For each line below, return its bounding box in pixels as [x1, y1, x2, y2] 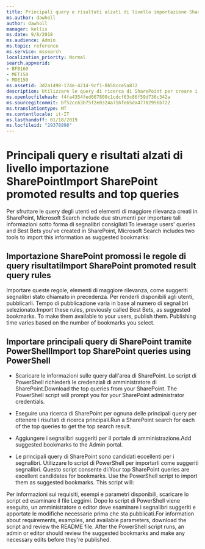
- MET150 [6, 71, 29, 77]
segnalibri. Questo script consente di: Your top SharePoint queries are [15, 465, 190, 473]
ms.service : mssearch [6, 49, 62, 55]
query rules [6, 270, 51, 281]
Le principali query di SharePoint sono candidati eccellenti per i [15, 453, 174, 460]
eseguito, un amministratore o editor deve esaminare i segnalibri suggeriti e [6, 503, 196, 511]
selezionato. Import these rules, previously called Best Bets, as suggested [6, 306, 191, 313]
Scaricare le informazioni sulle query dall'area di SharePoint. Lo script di [15, 371, 197, 379]
